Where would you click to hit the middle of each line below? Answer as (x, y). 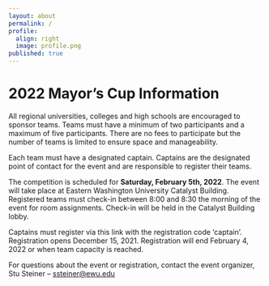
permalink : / (30, 23)
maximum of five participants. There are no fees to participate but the (125, 133)
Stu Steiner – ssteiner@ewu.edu (62, 273)
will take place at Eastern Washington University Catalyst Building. (119, 190)
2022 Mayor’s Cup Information (114, 94)
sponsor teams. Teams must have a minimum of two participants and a (126, 124)
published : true (36, 53)
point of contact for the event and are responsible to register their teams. (130, 166)
